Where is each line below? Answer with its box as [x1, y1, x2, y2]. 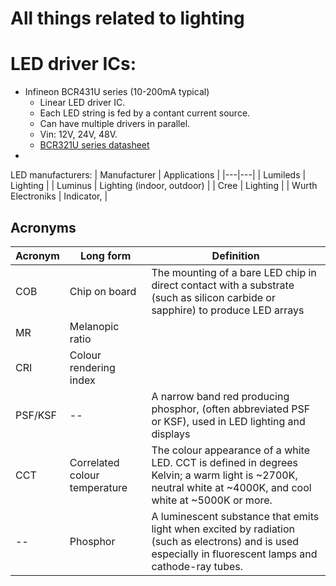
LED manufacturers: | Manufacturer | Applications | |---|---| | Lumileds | [10, 169, 307, 181]
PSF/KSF [15, 408, 57, 422]
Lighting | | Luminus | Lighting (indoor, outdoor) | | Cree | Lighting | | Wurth [10, 180, 318, 192]
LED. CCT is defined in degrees [151, 455, 299, 469]
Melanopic [69, 319, 120, 333]
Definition [211, 248, 260, 262]
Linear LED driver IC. [39, 97, 126, 109]
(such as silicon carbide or [151, 290, 276, 304]
